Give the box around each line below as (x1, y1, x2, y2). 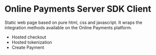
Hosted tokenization (11, 39, 52, 45)
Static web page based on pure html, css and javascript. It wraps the (4, 19, 142, 25)
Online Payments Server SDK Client (4, 3, 152, 15)
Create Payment (11, 44, 44, 50)
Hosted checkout (11, 34, 47, 40)
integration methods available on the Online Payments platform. (4, 24, 132, 30)
